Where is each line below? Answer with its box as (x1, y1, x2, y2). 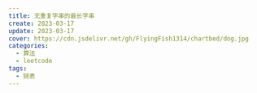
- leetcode (15, 57, 53, 66)
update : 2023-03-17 (8, 27, 75, 35)
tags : (8, 65, 27, 73)
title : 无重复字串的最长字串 (8, 11, 95, 20)
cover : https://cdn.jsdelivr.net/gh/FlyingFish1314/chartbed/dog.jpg (8, 34, 250, 43)
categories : (8, 42, 49, 50)
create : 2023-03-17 (8, 19, 75, 27)
